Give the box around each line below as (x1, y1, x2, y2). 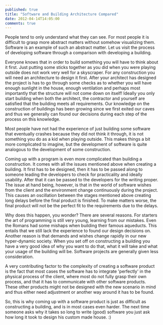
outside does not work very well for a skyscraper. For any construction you (5, 69, 155, 76)
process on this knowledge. (5, 116, 61, 122)
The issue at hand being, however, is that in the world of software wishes (5, 182, 152, 188)
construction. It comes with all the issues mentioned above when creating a (5, 161, 157, 167)
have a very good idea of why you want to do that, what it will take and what (5, 243, 158, 249)
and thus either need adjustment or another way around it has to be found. (5, 289, 155, 295)
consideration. (5, 254, 34, 260)
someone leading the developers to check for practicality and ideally (5, 172, 143, 177)
